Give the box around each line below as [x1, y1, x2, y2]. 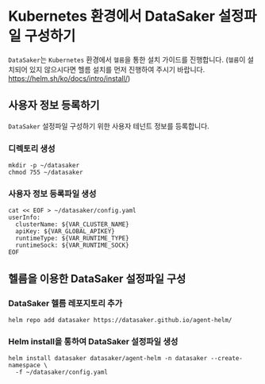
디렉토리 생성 [8, 143, 56, 154]
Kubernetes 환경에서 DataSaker [8, 7, 216, 25]
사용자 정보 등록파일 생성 [8, 188, 97, 199]
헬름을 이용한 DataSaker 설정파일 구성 [8, 271, 186, 286]
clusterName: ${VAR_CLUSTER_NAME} [15, 221, 129, 228]
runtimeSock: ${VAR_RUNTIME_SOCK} [15, 241, 129, 250]
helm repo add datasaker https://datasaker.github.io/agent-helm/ [8, 317, 232, 324]
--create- [210, 355, 244, 363]
